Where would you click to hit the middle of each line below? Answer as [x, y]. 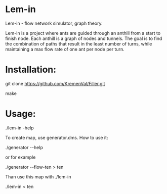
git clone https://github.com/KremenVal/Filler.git [55, 83]
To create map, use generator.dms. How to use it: [57, 137]
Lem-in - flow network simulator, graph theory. [54, 23]
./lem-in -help [19, 128]
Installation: [31, 70]
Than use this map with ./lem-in [38, 177]
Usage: [21, 114]
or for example [20, 157]
